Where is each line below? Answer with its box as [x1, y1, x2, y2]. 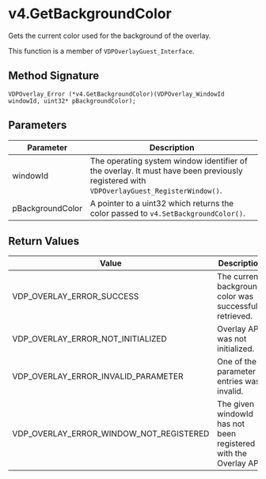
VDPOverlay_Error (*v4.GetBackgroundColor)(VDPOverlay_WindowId [8, 90, 225, 98]
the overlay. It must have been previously [89, 165, 243, 176]
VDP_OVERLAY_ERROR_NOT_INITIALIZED [12, 334, 168, 345]
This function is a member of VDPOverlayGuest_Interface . [8, 46, 196, 55]
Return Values [8, 234, 80, 247]
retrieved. [217, 311, 253, 322]
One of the [217, 356, 257, 368]
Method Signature [8, 69, 100, 83]
